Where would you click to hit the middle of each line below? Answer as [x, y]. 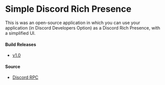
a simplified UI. [20, 33]
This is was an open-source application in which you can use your [73, 23]
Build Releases [21, 44]
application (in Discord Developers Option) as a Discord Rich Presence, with [82, 28]
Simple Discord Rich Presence [68, 9]
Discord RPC [25, 78]
